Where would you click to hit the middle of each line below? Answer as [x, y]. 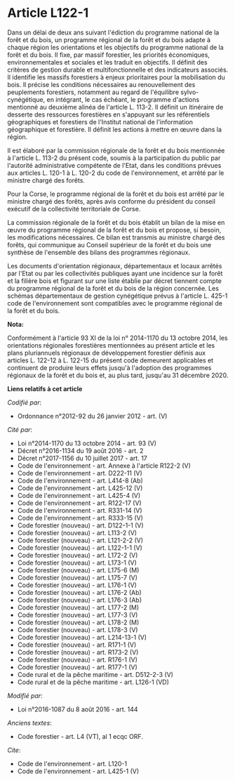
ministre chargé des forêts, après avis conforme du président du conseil [112, 201]
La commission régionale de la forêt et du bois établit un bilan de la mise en [116, 222]
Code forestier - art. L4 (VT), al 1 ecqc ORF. [80, 736]
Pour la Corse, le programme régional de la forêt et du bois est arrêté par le [116, 194]
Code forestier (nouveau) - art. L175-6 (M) [78, 570]
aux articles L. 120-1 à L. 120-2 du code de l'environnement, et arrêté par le [116, 173]
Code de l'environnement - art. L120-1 [72, 763]
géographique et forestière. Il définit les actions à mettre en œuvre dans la [115, 129]
